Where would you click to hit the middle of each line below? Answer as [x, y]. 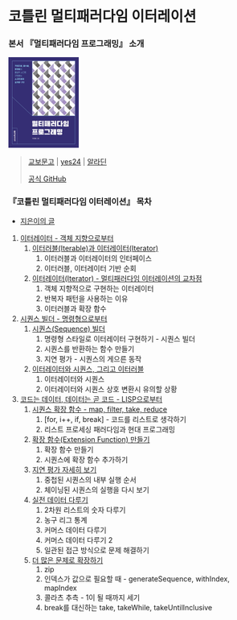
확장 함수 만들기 [69, 449]
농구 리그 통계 [65, 519]
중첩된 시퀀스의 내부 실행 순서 [90, 479]
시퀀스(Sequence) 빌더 [69, 329]
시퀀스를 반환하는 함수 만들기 [89, 349]
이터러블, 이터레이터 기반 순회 [90, 268]
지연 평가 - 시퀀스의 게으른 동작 [93, 358]
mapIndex [61, 588]
